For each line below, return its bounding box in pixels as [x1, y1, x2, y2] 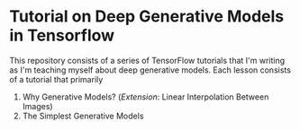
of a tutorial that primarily [9, 74, 104, 84]
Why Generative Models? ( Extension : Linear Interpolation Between [22, 91, 269, 102]
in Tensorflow [9, 25, 115, 46]
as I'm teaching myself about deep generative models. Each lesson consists [9, 65, 291, 75]
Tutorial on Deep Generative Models [9, 6, 285, 27]
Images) [22, 100, 53, 111]
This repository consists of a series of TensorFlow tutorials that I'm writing [9, 55, 286, 65]
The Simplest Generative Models [22, 110, 144, 121]
